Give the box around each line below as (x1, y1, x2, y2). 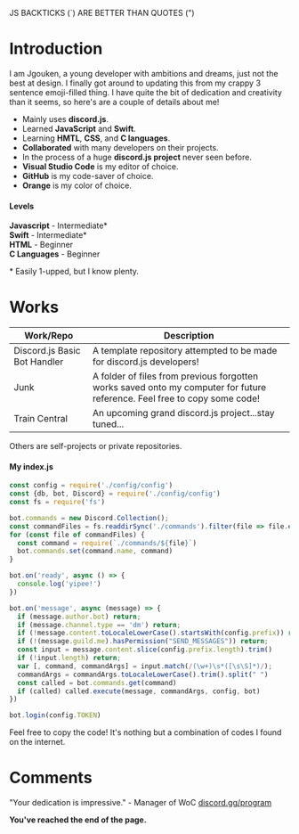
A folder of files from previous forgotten (92, 370, 259, 382)
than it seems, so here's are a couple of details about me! (9, 96, 220, 107)
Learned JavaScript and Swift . (21, 123, 136, 134)
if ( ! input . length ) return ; (17, 654, 122, 663)
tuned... (92, 418, 125, 430)
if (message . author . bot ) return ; (17, 612, 141, 621)
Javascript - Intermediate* (9, 220, 109, 231)
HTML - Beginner (9, 240, 74, 250)
